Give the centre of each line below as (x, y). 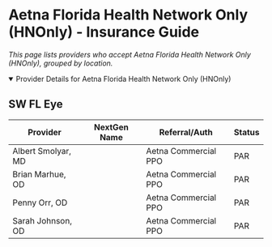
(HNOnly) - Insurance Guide (104, 32)
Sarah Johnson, (42, 220)
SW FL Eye (36, 104)
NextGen (112, 127)
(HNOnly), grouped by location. (61, 63)
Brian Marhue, (39, 174)
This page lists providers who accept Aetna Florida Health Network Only (130, 54)
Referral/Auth (186, 132)
